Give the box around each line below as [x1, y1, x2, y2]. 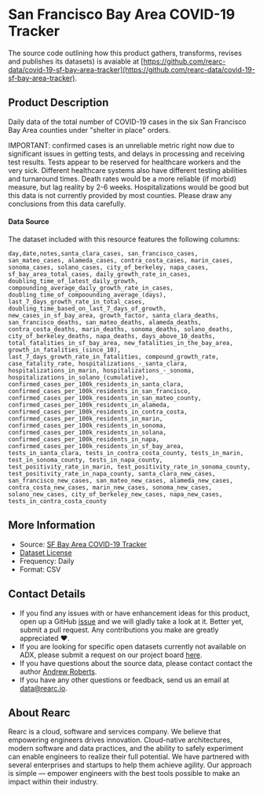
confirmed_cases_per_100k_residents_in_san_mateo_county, [8, 394, 202, 402]
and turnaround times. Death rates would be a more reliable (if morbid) [8, 174, 237, 183]
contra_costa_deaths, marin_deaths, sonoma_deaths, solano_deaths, [8, 325, 234, 333]
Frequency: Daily [19, 556, 75, 565]
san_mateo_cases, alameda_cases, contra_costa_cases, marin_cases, [8, 256, 234, 264]
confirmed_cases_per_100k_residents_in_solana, [8, 428, 167, 436]
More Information [8, 519, 96, 532]
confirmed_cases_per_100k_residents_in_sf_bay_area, [8, 442, 184, 450]
